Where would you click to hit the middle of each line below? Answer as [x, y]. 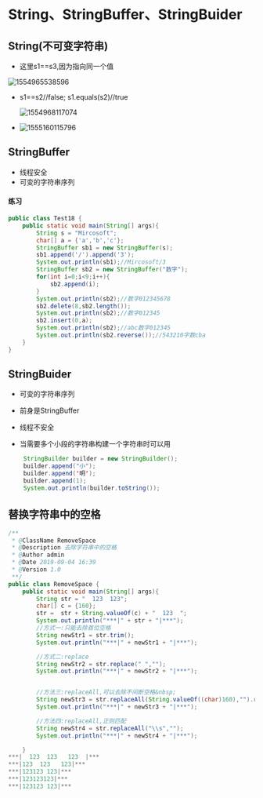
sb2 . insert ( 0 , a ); [64, 321]
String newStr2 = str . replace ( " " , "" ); [101, 664]
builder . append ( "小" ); [59, 466]
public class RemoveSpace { [54, 584]
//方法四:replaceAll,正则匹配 [81, 721]
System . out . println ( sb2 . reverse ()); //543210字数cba [121, 335]
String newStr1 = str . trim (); [85, 635]
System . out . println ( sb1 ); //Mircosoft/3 [101, 262]
